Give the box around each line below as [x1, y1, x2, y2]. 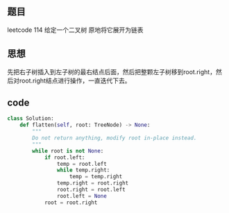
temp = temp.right [69, 173, 123, 180]
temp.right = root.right [56, 180, 129, 187]
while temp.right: [56, 167, 110, 174]
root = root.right [44, 199, 98, 206]
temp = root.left [56, 160, 108, 167]
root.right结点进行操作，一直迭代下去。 [19, 76, 131, 85]
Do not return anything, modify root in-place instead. [32, 135, 197, 142]
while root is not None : [32, 147, 104, 154]
